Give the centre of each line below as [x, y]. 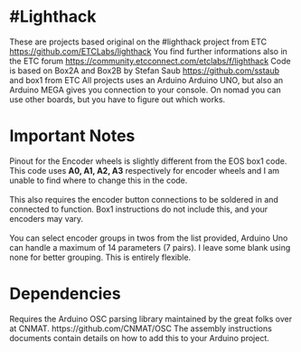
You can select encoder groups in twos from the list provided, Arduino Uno [149, 238]
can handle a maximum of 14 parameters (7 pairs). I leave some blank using [150, 247]
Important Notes [72, 136]
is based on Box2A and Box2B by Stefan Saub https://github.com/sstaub [145, 71]
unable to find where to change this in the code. [99, 180]
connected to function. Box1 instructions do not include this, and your [139, 209]
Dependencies [65, 294]
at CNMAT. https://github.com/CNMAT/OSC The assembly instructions [141, 328]
